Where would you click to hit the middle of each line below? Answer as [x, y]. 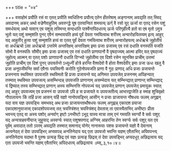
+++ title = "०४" [22, 7]
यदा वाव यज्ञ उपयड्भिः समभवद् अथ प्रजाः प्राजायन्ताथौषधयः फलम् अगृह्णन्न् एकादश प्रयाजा [74, 103]
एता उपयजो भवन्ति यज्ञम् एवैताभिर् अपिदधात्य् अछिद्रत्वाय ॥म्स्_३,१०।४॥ [63, 143]
